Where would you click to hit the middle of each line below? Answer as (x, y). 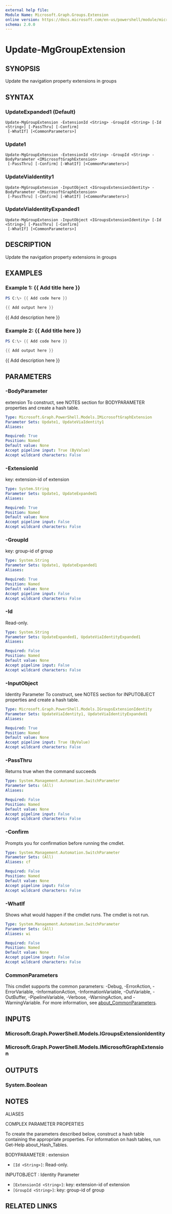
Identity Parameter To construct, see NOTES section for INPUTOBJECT (80, 694)
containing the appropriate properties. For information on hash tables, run (83, 1139)
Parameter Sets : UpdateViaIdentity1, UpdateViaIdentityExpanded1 (76, 714)
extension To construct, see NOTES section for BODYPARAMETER (75, 402)
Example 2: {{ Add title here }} (44, 331)
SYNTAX (20, 97)
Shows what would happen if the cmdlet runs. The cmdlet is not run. (77, 915)
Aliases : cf (18, 862)
